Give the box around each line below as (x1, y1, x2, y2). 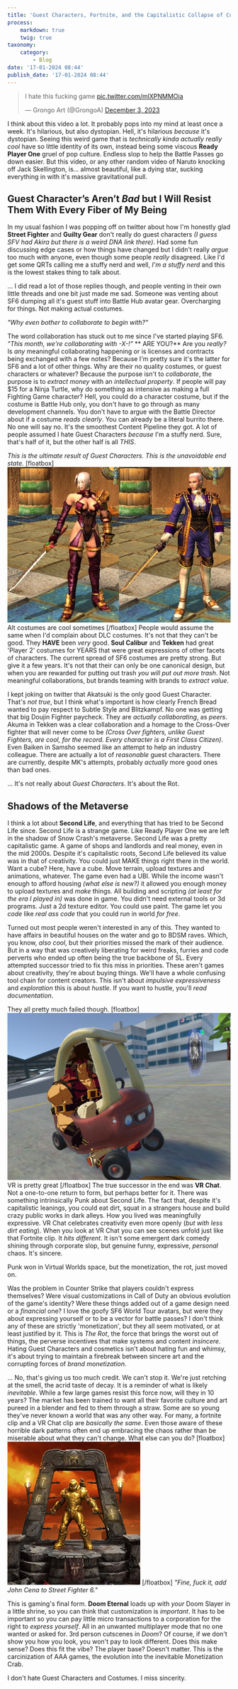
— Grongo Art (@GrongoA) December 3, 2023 (24, 105, 160, 114)
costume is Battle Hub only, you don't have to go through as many (7, 400, 200, 409)
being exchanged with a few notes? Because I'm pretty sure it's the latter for (7, 355, 230, 363)
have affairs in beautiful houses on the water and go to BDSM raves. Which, (7, 931, 228, 939)
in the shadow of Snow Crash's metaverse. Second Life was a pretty (7, 834, 208, 842)
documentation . (7, 992, 54, 999)
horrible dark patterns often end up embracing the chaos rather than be (7, 1426, 217, 1435)
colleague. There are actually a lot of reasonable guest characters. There (7, 751, 221, 759)
